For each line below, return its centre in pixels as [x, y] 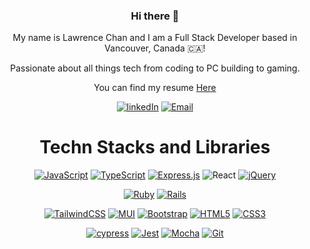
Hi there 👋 [155, 16]
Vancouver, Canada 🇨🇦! [155, 48]
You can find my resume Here [155, 88]
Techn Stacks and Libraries [155, 147]
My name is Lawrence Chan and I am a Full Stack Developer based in [155, 38]
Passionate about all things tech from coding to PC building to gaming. [155, 68]
